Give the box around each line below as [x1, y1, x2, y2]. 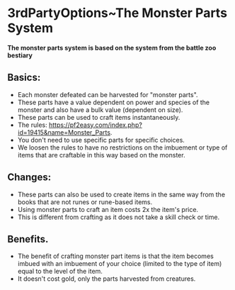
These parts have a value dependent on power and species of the [17, 98, 210, 106]
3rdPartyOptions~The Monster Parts [7, 5, 228, 21]
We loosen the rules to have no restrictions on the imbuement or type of [17, 143, 228, 152]
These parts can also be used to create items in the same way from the [17, 190, 225, 199]
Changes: [7, 172, 52, 184]
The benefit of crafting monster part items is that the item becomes [17, 252, 214, 260]
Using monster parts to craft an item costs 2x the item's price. [17, 205, 199, 213]
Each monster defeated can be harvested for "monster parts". [17, 90, 198, 99]
